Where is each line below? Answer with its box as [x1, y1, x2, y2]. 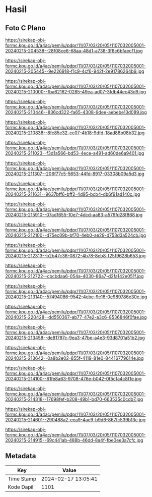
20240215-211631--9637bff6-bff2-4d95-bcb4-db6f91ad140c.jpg [5, 191, 140, 197]
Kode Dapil [8, 483, 34, 490]
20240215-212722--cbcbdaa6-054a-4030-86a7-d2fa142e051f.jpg [5, 273, 144, 279]
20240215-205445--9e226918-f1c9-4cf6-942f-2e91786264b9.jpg [5, 68, 144, 74]
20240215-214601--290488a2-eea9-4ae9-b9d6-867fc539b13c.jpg [5, 417, 146, 422]
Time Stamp [8, 475, 37, 482]
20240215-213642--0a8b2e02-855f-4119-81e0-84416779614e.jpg [5, 355, 144, 361]
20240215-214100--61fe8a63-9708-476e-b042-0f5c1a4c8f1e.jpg [5, 376, 142, 381]
